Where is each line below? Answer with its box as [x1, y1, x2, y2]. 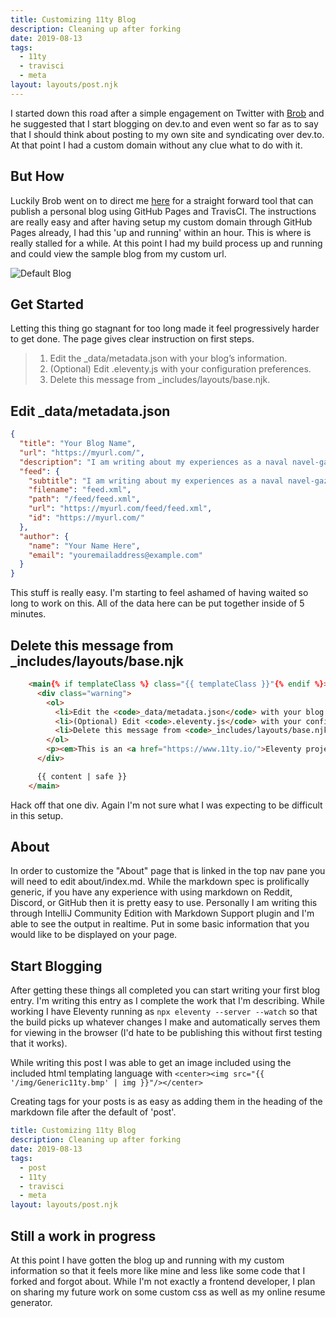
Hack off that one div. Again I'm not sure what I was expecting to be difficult [10, 799, 323, 811]
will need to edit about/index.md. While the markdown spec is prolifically [10, 876, 310, 888]
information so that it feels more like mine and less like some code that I [10, 1264, 306, 1276]
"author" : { [19, 531, 70, 541]
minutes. [10, 608, 47, 620]
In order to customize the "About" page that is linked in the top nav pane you [10, 865, 326, 877]
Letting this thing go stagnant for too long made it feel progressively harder [10, 322, 320, 335]
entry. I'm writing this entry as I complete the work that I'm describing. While [10, 995, 325, 1007]
